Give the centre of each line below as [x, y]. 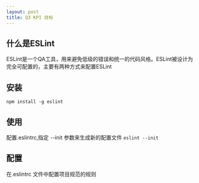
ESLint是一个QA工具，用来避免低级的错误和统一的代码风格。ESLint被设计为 [99, 59]
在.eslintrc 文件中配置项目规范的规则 [51, 174]
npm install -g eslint [35, 102]
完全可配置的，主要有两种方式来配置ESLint [59, 66]
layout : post [23, 12]
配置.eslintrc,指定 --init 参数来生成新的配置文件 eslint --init [82, 137]
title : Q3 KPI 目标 [30, 18]
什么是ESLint [30, 43]
